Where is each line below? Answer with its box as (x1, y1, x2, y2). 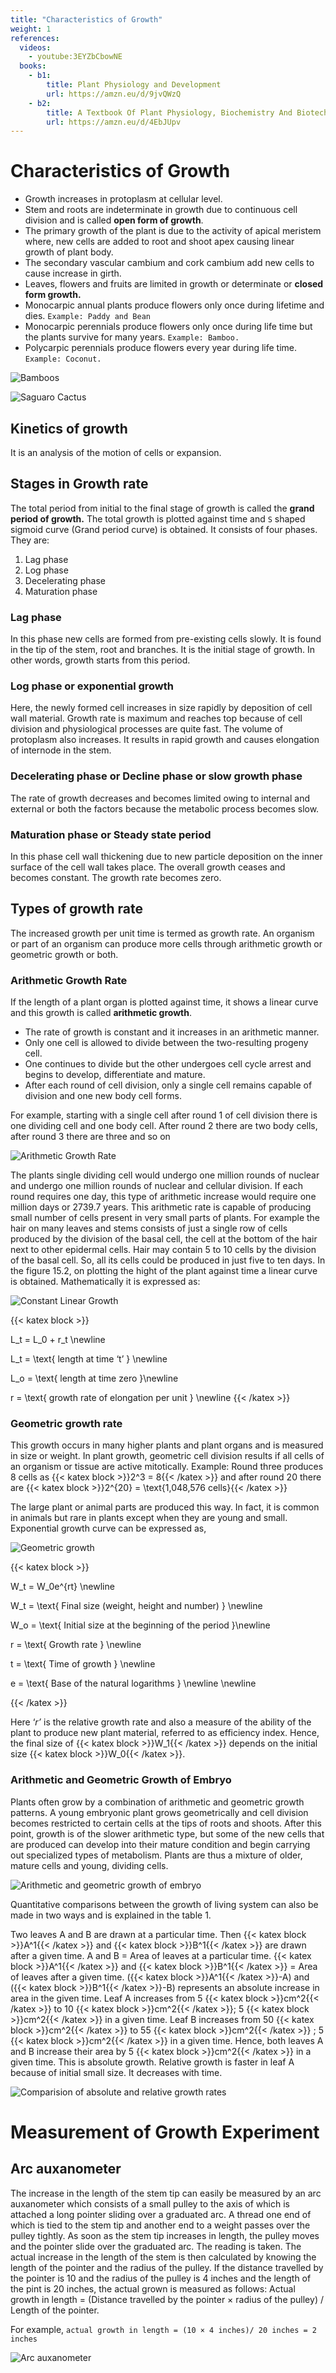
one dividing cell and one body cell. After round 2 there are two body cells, (10, 1120, 318, 1132)
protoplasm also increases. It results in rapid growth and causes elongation (10, 734, 320, 746)
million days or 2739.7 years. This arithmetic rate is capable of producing (10, 1201, 312, 1213)
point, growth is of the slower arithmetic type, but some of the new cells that (10, 1827, 325, 1840)
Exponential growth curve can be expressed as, (10, 1522, 207, 1535)
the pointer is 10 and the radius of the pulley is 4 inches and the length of (10, 2272, 312, 2284)
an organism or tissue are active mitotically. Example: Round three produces (10, 1461, 324, 1473)
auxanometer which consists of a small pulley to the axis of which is (10, 2197, 290, 2210)
